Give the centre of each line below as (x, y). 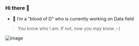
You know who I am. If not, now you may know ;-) (69, 28)
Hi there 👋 (18, 8)
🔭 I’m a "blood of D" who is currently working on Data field (73, 19)
